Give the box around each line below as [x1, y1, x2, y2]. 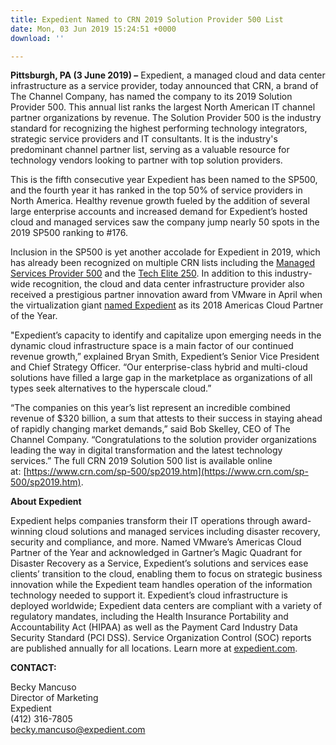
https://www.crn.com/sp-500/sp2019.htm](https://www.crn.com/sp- [26, 466, 309, 478]
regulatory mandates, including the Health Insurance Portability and [10, 611, 289, 623]
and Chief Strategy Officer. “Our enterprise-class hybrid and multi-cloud [10, 361, 308, 373]
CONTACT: [10, 662, 57, 674]
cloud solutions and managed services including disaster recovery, [44, 526, 321, 538]
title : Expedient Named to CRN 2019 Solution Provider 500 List [10, 14, 284, 25]
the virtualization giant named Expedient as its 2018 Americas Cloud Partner [10, 299, 324, 311]
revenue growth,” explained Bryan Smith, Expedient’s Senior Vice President [10, 351, 320, 363]
